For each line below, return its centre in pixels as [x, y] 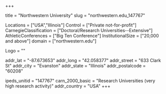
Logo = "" [15, 51]
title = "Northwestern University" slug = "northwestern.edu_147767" [75, 15]
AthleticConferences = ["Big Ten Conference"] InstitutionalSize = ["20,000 [82, 36]
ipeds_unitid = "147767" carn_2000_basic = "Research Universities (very [80, 81]
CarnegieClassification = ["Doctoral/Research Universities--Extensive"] [79, 30]
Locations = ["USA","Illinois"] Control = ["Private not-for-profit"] [71, 25]
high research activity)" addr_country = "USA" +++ [58, 86]
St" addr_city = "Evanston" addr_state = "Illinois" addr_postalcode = [76, 66]
